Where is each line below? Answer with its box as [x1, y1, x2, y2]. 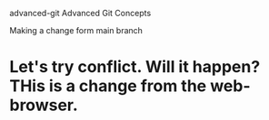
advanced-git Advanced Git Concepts [9, 8, 152, 18]
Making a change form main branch [9, 25, 144, 35]
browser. [9, 95, 79, 115]
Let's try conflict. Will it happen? [9, 57, 261, 78]
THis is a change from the [9, 76, 207, 97]
